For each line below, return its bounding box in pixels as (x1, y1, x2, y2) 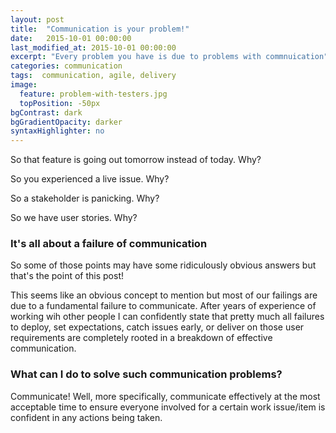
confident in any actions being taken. (10, 411, 163, 423)
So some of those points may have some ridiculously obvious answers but (10, 259, 317, 271)
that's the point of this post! (10, 270, 124, 282)
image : (10, 80, 38, 90)
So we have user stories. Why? (10, 212, 138, 224)
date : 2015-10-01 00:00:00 (10, 33, 132, 43)
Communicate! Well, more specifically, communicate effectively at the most (10, 390, 321, 402)
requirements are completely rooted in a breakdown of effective (10, 332, 273, 344)
